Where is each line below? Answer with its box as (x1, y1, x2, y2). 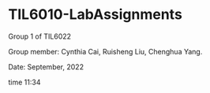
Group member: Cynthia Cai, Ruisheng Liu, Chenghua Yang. (8, 46, 203, 56)
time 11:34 (8, 77, 41, 87)
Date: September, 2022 (8, 61, 84, 72)
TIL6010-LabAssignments (8, 6, 183, 24)
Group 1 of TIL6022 (8, 32, 72, 41)
